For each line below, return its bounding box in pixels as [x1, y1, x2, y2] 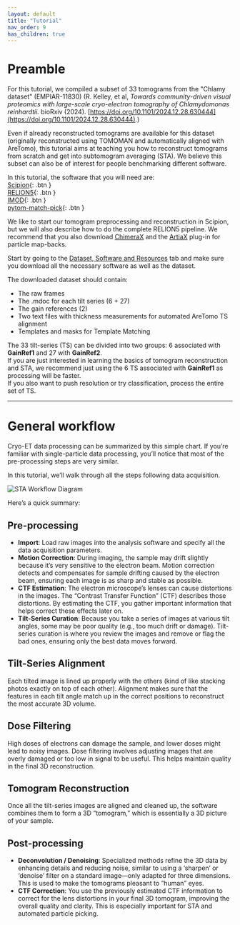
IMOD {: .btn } [7, 196, 46, 204]
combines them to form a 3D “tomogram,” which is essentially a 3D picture [7, 809, 227, 818]
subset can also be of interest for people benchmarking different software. [7, 159, 227, 168]
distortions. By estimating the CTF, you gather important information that [17, 599, 232, 607]
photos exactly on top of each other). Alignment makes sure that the [7, 684, 209, 693]
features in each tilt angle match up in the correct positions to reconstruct [7, 691, 224, 700]
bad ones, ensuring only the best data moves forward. [17, 636, 178, 645]
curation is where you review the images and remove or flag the [37, 629, 226, 638]
